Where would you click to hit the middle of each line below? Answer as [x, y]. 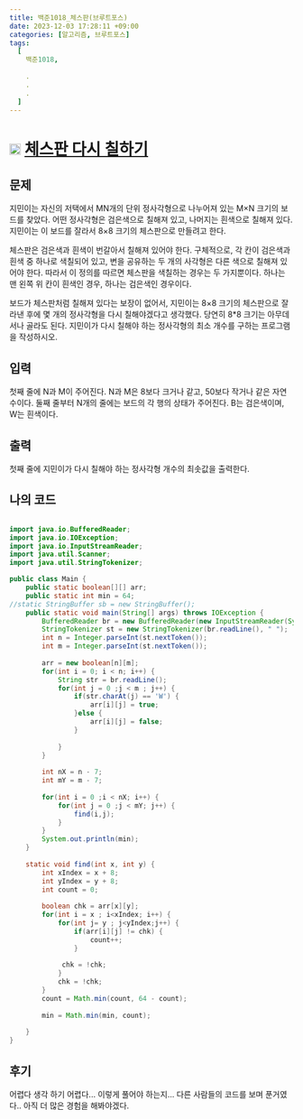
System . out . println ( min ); [91, 839]
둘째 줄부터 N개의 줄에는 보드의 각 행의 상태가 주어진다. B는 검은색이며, [160, 403]
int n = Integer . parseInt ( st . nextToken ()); [124, 638]
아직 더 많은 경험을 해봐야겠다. [76, 1105]
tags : [19, 43]
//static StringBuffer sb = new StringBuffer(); [102, 604]
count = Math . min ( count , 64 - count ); [115, 998]
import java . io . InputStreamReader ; [76, 546]
